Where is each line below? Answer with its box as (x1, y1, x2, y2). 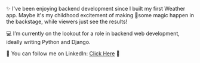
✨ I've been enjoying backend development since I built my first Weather (6, 5, 186, 12)
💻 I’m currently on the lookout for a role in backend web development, (6, 30, 180, 37)
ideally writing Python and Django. (6, 39, 91, 45)
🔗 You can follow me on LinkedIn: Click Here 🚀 (6, 50, 121, 57)
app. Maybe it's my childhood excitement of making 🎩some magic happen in (6, 12, 195, 18)
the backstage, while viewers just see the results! (6, 18, 128, 25)
